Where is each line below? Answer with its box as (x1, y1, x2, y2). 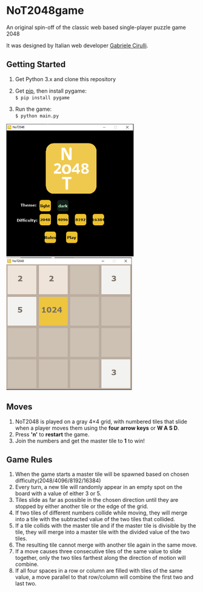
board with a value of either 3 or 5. (15, 490, 102, 497)
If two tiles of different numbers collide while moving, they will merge (15, 509, 188, 516)
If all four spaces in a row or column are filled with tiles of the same (15, 567, 183, 574)
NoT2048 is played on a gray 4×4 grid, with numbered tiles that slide (15, 418, 188, 425)
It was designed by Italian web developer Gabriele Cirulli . (6, 42, 148, 49)
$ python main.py (15, 113, 59, 119)
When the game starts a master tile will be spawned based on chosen (15, 470, 190, 478)
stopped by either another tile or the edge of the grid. (15, 503, 148, 510)
